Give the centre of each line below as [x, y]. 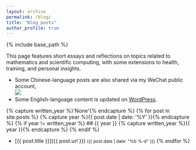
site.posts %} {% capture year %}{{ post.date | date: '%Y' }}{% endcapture [98, 117]
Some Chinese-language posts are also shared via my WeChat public [99, 80]
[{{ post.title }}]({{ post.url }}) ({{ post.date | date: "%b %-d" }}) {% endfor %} [102, 141]
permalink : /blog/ [29, 17]
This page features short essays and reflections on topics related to [89, 56]
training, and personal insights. [44, 69]
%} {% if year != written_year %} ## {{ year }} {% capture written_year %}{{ [98, 124]
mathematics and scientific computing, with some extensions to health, [93, 62]
